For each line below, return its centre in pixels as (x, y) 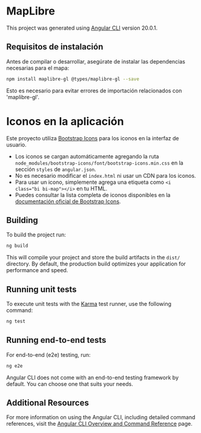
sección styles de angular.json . (55, 169)
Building (22, 220)
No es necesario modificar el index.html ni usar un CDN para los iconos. (105, 175)
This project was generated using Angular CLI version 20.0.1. (82, 28)
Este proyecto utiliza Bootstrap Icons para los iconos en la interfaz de (93, 138)
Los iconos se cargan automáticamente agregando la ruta (87, 156)
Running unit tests (41, 289)
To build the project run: (36, 235)
